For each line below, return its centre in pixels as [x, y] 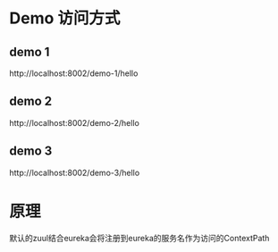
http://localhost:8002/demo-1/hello [74, 73]
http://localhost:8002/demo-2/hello [75, 122]
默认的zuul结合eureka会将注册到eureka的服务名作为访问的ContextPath [139, 238]
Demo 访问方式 [65, 18]
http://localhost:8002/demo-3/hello [75, 172]
